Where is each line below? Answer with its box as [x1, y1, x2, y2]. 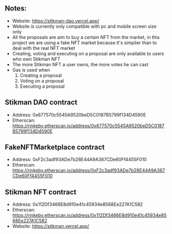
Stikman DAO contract [5, 98, 78, 107]
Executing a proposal [20, 83, 65, 89]
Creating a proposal [20, 72, 62, 79]
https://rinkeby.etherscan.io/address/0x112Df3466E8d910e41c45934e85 [12, 212, 167, 219]
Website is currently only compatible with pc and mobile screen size [12, 23, 157, 29]
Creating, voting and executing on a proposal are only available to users [12, 50, 164, 56]
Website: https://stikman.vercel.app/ [12, 223, 89, 229]
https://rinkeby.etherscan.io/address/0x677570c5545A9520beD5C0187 [12, 123, 165, 129]
